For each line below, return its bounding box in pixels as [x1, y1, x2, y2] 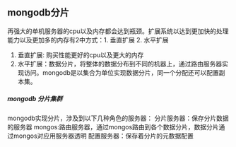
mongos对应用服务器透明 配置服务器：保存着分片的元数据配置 [13, 131, 194, 140]
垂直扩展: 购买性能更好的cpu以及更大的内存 [17, 50, 144, 59]
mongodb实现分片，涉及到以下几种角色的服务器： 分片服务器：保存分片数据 [7, 114, 229, 122]
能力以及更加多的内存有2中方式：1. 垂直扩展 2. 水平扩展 [7, 35, 169, 44]
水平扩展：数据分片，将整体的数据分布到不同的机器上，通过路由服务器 [17, 59, 223, 68]
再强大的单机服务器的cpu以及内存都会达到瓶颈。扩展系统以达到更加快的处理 [7, 27, 229, 35]
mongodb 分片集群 [7, 95, 63, 103]
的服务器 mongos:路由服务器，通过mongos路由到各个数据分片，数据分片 [7, 122, 219, 131]
